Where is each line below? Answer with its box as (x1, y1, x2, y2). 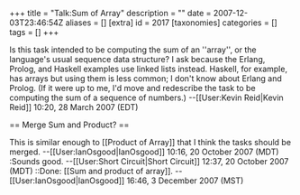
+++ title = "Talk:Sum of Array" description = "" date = (9, 8, 212, 18)
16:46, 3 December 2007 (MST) (126, 175, 244, 186)
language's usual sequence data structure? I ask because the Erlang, (9, 54, 266, 64)
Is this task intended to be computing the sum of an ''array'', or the (9, 44, 257, 55)
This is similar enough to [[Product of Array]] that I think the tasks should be (9, 137, 291, 147)
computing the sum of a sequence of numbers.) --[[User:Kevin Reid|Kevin (9, 92, 284, 103)
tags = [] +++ (9, 27, 59, 37)
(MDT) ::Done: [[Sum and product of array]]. (9, 166, 174, 176)
